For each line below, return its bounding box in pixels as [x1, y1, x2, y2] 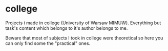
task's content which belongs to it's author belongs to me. [5, 25, 128, 31]
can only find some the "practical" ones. [5, 40, 91, 46]
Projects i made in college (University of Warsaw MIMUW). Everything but [5, 20, 161, 26]
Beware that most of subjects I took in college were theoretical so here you [5, 35, 163, 41]
